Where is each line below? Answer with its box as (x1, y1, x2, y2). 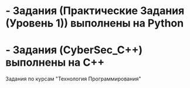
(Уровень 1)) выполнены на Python (5, 16, 184, 30)
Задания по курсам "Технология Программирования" (5, 75, 141, 83)
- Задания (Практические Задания (5, 4, 185, 18)
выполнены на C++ (5, 56, 105, 69)
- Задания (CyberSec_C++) (5, 43, 143, 57)
